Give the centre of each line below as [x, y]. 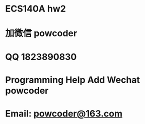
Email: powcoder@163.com [64, 113]
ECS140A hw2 [36, 9]
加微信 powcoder [41, 34]
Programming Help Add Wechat [72, 80]
